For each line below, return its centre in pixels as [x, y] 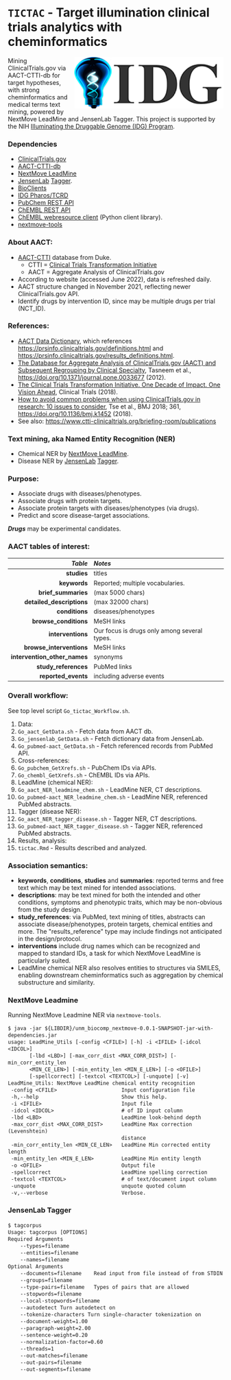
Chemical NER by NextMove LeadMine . [73, 454]
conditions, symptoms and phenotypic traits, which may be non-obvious [120, 902]
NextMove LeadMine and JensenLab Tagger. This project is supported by [111, 119]
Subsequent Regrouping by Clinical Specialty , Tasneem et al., [104, 370]
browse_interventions [56, 647]
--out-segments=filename [56, 1369]
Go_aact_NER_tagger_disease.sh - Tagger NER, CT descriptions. [107, 819]
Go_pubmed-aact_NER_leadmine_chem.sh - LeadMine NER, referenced [113, 797]
